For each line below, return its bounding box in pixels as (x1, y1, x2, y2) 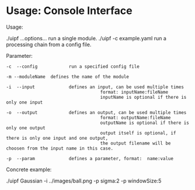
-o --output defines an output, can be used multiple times (6, 109, 187, 115)
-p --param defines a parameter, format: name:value (6, 156, 174, 161)
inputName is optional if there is (100, 94, 187, 100)
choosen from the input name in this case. (6, 145, 114, 151)
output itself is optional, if (100, 130, 176, 136)
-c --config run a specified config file (6, 63, 140, 70)
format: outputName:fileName (100, 115, 171, 120)
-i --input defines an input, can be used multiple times (6, 84, 184, 90)
